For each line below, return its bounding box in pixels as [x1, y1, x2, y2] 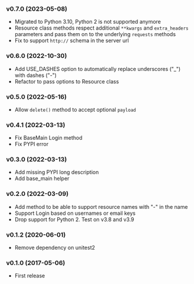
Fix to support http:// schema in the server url [14, 37, 129, 44]
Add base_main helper [14, 175, 70, 182]
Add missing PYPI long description [14, 169, 99, 176]
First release [14, 272, 45, 279]
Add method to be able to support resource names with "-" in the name [14, 203, 188, 210]
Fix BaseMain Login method [14, 134, 83, 141]
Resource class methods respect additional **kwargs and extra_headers [14, 24, 189, 31]
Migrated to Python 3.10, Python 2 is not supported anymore [14, 18, 161, 25]
